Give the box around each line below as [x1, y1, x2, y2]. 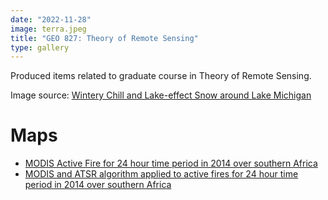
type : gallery [10, 42, 70, 53]
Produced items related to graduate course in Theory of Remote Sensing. [10, 70, 312, 82]
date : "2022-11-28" [10, 14, 92, 25]
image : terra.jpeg [10, 24, 87, 34]
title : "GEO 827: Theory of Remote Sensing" [10, 33, 199, 43]
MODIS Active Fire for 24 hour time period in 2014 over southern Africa [24, 157, 318, 170]
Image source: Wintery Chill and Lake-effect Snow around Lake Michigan [10, 89, 312, 101]
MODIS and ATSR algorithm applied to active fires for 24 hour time [24, 168, 299, 180]
